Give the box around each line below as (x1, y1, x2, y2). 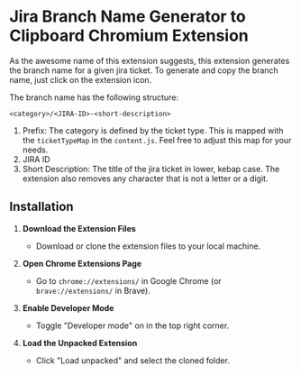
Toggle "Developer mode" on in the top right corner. (35, 320, 230, 331)
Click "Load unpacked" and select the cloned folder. (35, 354, 230, 366)
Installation (9, 199, 74, 215)
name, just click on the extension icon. (9, 74, 152, 85)
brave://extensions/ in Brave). (35, 285, 150, 296)
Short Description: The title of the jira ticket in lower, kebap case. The (22, 163, 280, 174)
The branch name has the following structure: (9, 92, 178, 103)
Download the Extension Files (22, 223, 137, 233)
